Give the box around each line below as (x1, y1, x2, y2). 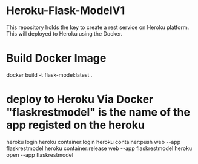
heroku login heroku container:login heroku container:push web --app (6, 138, 181, 145)
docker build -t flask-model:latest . (6, 71, 93, 79)
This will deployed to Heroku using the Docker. (6, 30, 123, 37)
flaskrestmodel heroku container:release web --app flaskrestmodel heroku (6, 145, 193, 152)
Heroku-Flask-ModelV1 (6, 4, 125, 18)
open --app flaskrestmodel (6, 151, 74, 158)
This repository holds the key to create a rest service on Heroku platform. (6, 24, 190, 31)
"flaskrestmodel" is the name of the (6, 105, 191, 119)
